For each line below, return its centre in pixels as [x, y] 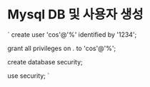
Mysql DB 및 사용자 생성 [75, 14]
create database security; [45, 62]
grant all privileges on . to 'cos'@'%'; [62, 48]
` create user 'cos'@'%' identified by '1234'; [72, 34]
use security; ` [29, 76]
